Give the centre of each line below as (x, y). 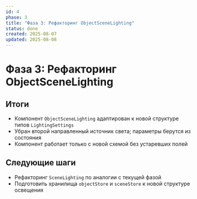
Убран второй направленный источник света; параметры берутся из (102, 131)
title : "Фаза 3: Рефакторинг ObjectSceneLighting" (70, 23)
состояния (28, 138)
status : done (22, 28)
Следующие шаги (41, 163)
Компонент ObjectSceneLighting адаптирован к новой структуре (96, 118)
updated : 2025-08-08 (31, 40)
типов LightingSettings (44, 125)
